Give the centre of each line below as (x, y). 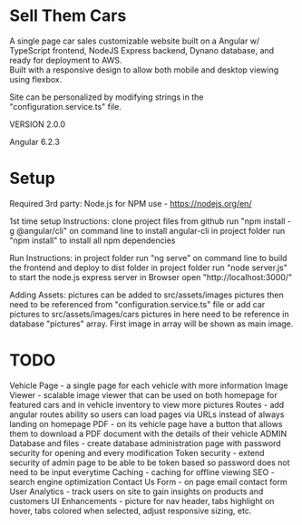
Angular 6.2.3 (35, 141)
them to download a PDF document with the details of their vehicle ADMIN (148, 433)
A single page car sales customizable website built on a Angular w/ (135, 41)
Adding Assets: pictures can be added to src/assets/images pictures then (146, 295)
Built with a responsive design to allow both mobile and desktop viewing (144, 70)
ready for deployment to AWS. (66, 60)
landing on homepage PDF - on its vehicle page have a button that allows (146, 423)
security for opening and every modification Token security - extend (137, 452)
